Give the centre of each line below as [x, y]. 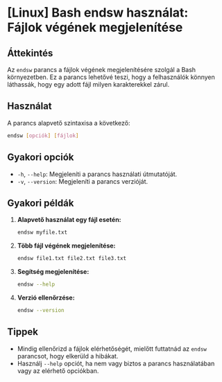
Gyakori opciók [41, 157]
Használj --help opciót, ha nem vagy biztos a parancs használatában [116, 363]
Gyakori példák [41, 203]
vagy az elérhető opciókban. [58, 371]
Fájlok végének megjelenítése [95, 27]
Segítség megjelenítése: [53, 272]
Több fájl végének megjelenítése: [66, 246]
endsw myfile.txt [42, 233]
